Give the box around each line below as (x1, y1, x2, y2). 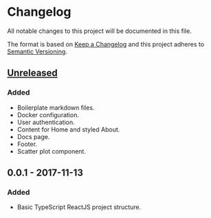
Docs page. (16, 132, 50, 141)
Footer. (16, 140, 38, 148)
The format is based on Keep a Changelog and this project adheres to (7, 40, 205, 48)
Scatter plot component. (16, 147, 86, 155)
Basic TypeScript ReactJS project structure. (16, 203, 142, 211)
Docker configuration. (16, 110, 79, 119)
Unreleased (7, 67, 58, 79)
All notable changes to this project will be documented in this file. (7, 27, 192, 35)
